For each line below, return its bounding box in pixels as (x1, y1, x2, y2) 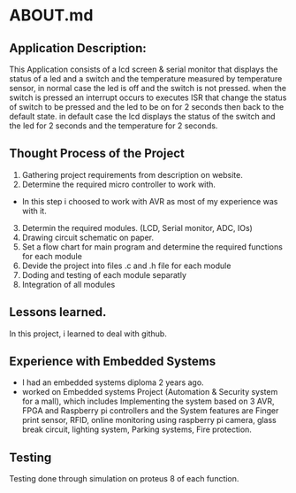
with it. (21, 205, 47, 216)
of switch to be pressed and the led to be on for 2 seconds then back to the (9, 102, 285, 112)
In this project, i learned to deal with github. (9, 328, 168, 339)
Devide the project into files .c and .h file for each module (21, 260, 231, 271)
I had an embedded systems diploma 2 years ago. (21, 377, 205, 388)
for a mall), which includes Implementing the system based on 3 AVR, (21, 396, 275, 407)
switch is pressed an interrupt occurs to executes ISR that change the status (9, 92, 287, 103)
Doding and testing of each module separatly (21, 269, 187, 280)
